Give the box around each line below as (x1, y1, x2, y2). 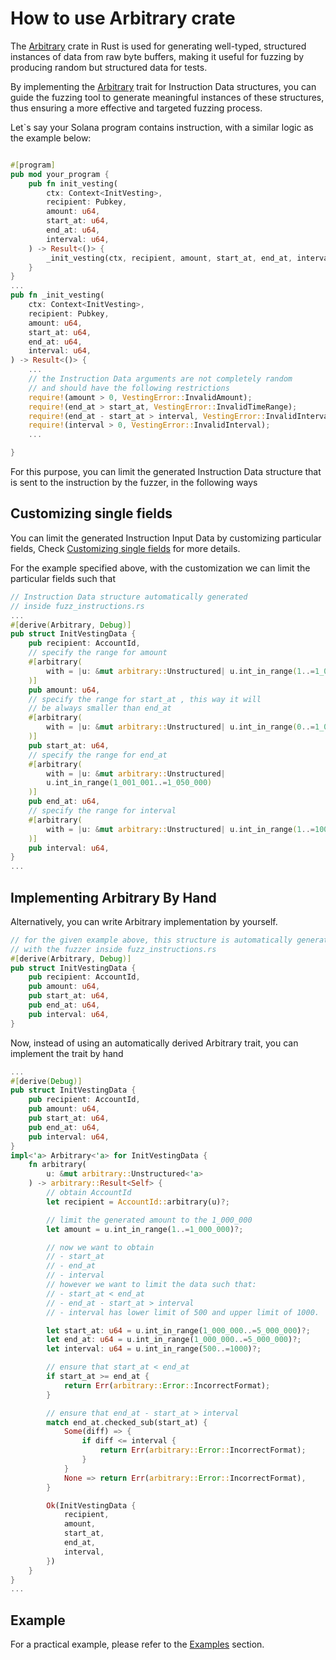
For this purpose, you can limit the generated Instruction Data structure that (10, 466, 322, 478)
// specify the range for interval (28, 806, 177, 816)
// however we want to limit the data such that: (46, 1280, 257, 1290)
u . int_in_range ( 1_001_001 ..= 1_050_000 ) (46, 778, 213, 788)
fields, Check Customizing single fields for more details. (10, 542, 241, 554)
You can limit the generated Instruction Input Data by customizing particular (10, 532, 322, 544)
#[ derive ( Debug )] (10, 1076, 83, 1086)
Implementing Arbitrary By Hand (10, 889, 217, 906)
